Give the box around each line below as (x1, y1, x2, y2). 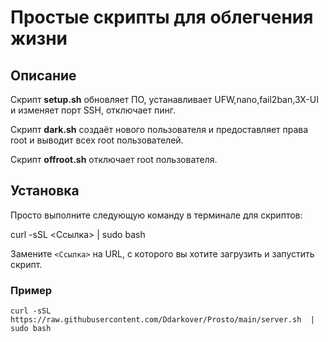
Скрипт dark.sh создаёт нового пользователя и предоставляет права (10, 124, 309, 135)
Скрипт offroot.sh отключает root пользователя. (10, 154, 218, 165)
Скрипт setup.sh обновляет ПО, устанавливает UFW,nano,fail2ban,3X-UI (10, 94, 319, 105)
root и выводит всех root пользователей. (10, 134, 184, 146)
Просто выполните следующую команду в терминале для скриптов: (10, 209, 303, 221)
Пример (10, 283, 53, 297)
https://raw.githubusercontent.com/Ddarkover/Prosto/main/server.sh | (10, 315, 315, 325)
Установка (10, 182, 80, 200)
